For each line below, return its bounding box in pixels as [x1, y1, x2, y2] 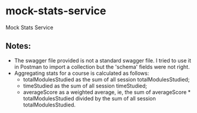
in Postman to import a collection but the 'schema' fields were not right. [14, 63, 190, 70]
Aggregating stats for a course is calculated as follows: [14, 70, 149, 77]
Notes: [5, 41, 31, 51]
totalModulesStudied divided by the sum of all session [23, 95, 156, 102]
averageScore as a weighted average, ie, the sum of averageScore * [23, 88, 191, 96]
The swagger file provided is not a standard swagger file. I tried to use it [14, 56, 192, 64]
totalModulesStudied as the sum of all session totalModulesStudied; [23, 76, 190, 83]
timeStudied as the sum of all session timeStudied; [23, 82, 148, 89]
